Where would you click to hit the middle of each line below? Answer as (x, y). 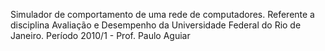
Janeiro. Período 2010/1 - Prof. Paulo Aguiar (100, 35)
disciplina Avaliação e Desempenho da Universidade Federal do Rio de (156, 25)
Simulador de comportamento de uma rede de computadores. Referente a (162, 14)
